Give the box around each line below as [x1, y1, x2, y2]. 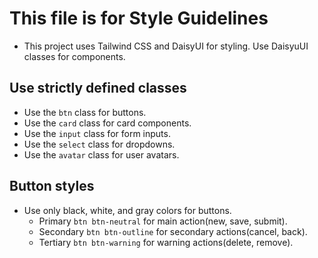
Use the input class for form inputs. [23, 127, 171, 139]
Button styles [9, 178, 95, 195]
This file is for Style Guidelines [9, 7, 269, 30]
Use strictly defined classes [9, 80, 187, 97]
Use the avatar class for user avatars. [23, 148, 180, 161]
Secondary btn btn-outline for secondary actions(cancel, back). [38, 225, 308, 237]
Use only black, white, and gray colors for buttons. [23, 204, 232, 216]
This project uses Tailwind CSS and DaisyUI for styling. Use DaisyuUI [23, 40, 309, 52]
